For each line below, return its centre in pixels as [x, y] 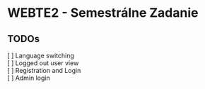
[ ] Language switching [41, 55]
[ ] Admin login [29, 78]
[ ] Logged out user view [43, 63]
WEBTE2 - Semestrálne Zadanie [103, 13]
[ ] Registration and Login [44, 70]
